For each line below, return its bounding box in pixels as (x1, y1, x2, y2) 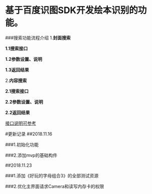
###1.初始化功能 (5, 141, 39, 147)
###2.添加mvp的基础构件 (5, 152, 58, 158)
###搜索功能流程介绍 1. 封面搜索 (5, 35, 71, 41)
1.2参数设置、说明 (5, 56, 43, 62)
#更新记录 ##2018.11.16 (5, 131, 53, 137)
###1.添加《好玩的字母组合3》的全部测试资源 (5, 172, 99, 178)
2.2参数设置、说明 (5, 99, 44, 105)
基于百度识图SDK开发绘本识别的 (5, 5, 138, 16)
